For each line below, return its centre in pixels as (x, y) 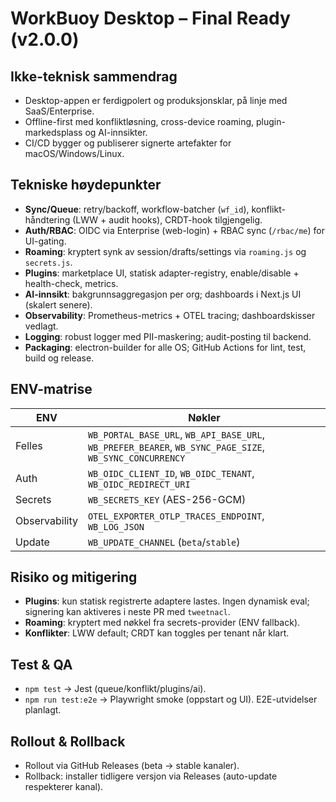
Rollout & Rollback (68, 741)
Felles (29, 445)
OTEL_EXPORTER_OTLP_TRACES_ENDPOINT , (176, 515)
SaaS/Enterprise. (59, 111)
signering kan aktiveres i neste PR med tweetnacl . (127, 612)
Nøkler (204, 417)
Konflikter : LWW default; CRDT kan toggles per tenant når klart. (157, 633)
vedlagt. (41, 326)
